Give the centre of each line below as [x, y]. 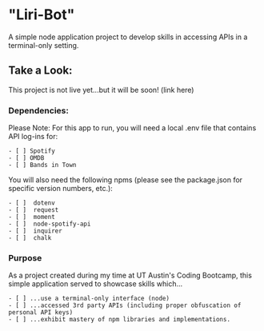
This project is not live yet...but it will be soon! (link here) [101, 90]
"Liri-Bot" [42, 15]
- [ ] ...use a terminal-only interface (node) [89, 299]
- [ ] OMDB [26, 158]
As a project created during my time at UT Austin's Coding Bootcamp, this [130, 275]
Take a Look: [40, 71]
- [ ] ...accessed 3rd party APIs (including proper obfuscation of [125, 305]
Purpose [25, 257]
